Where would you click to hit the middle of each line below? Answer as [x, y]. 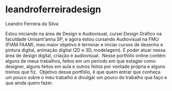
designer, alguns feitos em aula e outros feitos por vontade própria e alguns [85, 66]
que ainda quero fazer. [29, 83]
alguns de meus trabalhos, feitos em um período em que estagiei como [81, 61]
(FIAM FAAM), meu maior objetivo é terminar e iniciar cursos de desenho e [84, 44]
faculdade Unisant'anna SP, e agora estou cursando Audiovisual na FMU [82, 39]
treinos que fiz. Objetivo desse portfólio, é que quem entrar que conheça [83, 72]
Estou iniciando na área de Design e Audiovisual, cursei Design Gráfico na [84, 33]
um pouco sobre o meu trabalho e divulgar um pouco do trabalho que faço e [86, 77]
